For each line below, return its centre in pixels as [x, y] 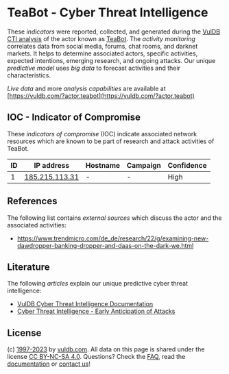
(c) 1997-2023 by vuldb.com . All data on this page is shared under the [106, 349]
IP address [52, 165]
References [32, 201]
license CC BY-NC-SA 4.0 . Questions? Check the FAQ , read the [96, 357]
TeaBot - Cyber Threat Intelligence [108, 13]
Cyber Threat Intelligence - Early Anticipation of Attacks [96, 311]
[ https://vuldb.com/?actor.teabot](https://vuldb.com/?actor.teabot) [101, 96]
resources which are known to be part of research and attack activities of [111, 141]
